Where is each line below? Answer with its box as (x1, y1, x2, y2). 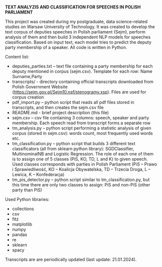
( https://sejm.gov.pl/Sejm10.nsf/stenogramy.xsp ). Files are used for (12, 89, 146, 95)
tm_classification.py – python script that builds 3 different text (12, 141, 136, 146)
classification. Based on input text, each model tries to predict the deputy (5, 39, 152, 45)
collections (12, 206, 34, 212)
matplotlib (12, 221, 32, 227)
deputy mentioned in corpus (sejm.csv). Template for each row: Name (12, 68, 153, 74)
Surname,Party (12, 74, 43, 79)
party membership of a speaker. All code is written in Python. (5, 45, 128, 50)
